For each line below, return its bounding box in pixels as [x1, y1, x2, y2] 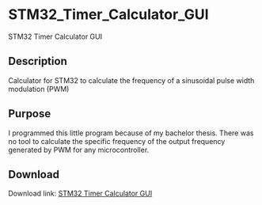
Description [8, 55, 67, 68]
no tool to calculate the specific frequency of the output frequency [8, 136, 226, 146]
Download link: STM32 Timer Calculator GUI [8, 188, 153, 199]
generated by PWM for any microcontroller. [8, 145, 150, 154]
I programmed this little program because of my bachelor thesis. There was [8, 128, 254, 138]
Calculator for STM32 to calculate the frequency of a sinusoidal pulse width [8, 75, 255, 85]
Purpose [8, 107, 51, 120]
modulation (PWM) [8, 84, 70, 93]
